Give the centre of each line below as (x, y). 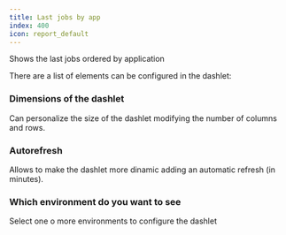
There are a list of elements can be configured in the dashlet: (120, 76)
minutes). (27, 178)
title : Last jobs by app (55, 17)
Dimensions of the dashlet (67, 99)
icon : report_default (49, 34)
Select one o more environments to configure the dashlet (113, 221)
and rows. (27, 127)
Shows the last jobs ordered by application (87, 59)
